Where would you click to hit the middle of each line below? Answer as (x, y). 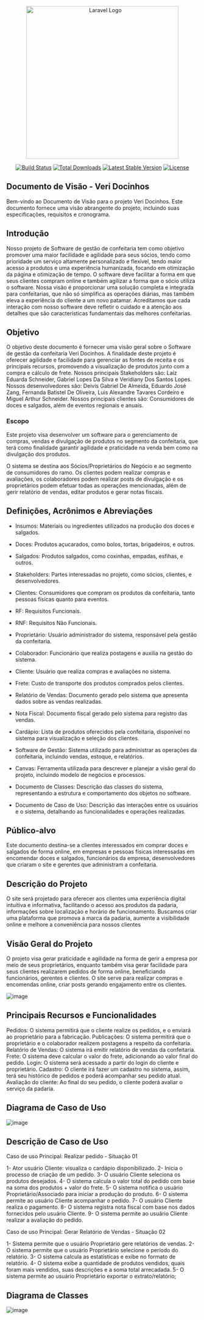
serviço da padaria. (30, 1088)
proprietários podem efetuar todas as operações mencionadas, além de (97, 485)
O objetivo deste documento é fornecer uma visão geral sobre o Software (99, 347)
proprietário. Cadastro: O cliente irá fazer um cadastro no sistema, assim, (98, 1069)
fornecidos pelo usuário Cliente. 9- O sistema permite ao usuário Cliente (97, 1214)
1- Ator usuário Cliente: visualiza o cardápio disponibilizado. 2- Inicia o (94, 1168)
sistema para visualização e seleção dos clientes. (77, 738)
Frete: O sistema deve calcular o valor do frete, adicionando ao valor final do (102, 1056)
